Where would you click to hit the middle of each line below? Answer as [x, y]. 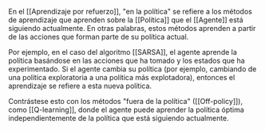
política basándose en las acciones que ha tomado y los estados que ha [127, 60]
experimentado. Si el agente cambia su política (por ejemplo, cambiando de [132, 69]
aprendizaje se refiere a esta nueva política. [80, 86]
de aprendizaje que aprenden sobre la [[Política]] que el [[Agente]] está [126, 20]
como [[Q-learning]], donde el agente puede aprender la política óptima [127, 110]
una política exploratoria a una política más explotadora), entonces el [122, 77]
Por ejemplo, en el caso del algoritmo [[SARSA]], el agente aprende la [123, 52]
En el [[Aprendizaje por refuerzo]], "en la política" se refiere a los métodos [131, 12]
